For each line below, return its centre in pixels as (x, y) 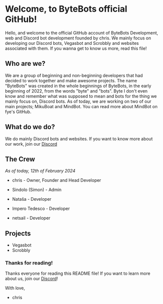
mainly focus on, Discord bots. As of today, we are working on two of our (78, 101)
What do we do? (30, 127)
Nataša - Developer (32, 199)
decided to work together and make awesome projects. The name (71, 80)
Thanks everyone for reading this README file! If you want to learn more (78, 273)
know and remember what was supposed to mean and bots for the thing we (81, 96)
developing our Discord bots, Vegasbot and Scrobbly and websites (72, 43)
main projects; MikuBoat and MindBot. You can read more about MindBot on (81, 106)
